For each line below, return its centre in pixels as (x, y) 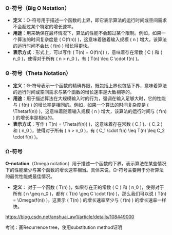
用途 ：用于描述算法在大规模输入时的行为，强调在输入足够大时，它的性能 (89, 98)
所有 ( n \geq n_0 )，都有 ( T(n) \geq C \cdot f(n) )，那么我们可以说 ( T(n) (90, 193)
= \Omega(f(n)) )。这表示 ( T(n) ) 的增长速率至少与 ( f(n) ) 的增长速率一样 (90, 200)
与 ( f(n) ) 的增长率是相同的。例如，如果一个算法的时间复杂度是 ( (81, 105)
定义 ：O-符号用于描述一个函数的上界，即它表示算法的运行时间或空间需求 (90, 20)
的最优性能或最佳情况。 (30, 176)
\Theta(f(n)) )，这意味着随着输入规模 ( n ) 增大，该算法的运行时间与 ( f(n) (90, 111)
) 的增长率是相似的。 (34, 117)
